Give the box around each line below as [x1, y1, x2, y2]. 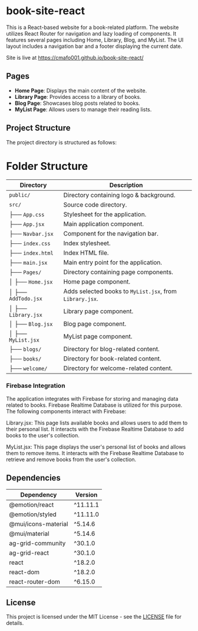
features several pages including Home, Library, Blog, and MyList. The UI [6, 36, 184, 43]
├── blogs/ [9, 345, 42, 353]
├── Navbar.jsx [9, 229, 54, 237]
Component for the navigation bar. [63, 229, 159, 237]
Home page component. [63, 277, 131, 285]
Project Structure [6, 123, 71, 133]
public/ [9, 191, 31, 198]
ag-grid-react [9, 549, 49, 557]
